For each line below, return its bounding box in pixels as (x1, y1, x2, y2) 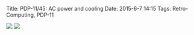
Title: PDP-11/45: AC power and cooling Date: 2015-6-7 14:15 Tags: (6, 5, 172, 12)
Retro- (172, 5, 189, 12)
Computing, (6, 11, 36, 18)
